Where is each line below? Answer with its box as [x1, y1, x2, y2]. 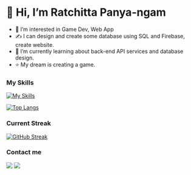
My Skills [6, 78, 34, 87]
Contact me [6, 148, 42, 157]
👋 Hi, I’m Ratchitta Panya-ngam [6, 5, 166, 19]
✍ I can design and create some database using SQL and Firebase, [15, 32, 186, 39]
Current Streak [6, 119, 51, 128]
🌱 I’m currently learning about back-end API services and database [15, 47, 184, 55]
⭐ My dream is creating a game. [15, 61, 95, 68]
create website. [15, 41, 54, 48]
